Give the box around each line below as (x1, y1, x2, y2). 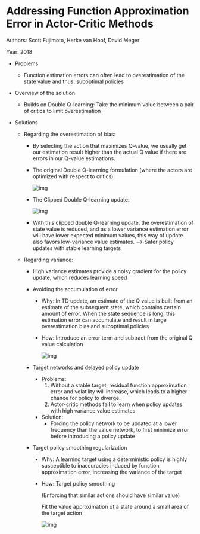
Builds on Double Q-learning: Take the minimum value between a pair (23, 100, 194, 108)
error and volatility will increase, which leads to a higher (50, 387, 187, 395)
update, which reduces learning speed (32, 274, 127, 281)
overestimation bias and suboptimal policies (41, 322, 149, 329)
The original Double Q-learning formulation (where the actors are (32, 166, 192, 173)
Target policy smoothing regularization (32, 444, 127, 451)
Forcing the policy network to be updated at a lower (50, 420, 177, 427)
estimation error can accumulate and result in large (41, 316, 167, 324)
